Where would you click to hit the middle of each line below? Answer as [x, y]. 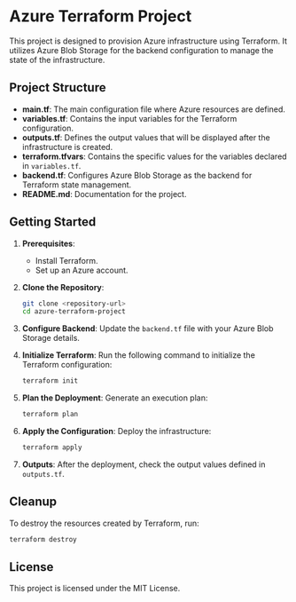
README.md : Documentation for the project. [104, 194]
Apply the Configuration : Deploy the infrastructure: [117, 432]
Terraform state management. [77, 185]
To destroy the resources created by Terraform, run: [104, 523]
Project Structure [58, 87]
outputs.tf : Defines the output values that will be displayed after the [146, 137]
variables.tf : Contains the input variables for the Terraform [129, 118]
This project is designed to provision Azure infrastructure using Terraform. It [148, 41]
